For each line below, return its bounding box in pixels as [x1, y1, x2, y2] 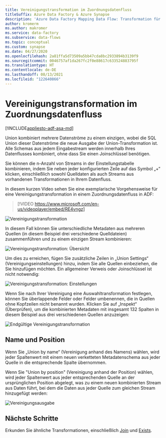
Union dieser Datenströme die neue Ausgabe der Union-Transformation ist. [5, 140, 159, 146]
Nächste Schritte [5, 414, 58, 423]
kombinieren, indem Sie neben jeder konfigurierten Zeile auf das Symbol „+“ [5, 165, 161, 172]
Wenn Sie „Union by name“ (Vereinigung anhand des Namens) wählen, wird [5, 349, 160, 355]
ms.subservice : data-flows [5, 35, 61, 40]
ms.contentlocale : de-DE [5, 68, 56, 73]
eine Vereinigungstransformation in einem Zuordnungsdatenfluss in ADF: [5, 191, 154, 197]
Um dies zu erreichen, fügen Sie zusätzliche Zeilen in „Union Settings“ [5, 255, 149, 261]
